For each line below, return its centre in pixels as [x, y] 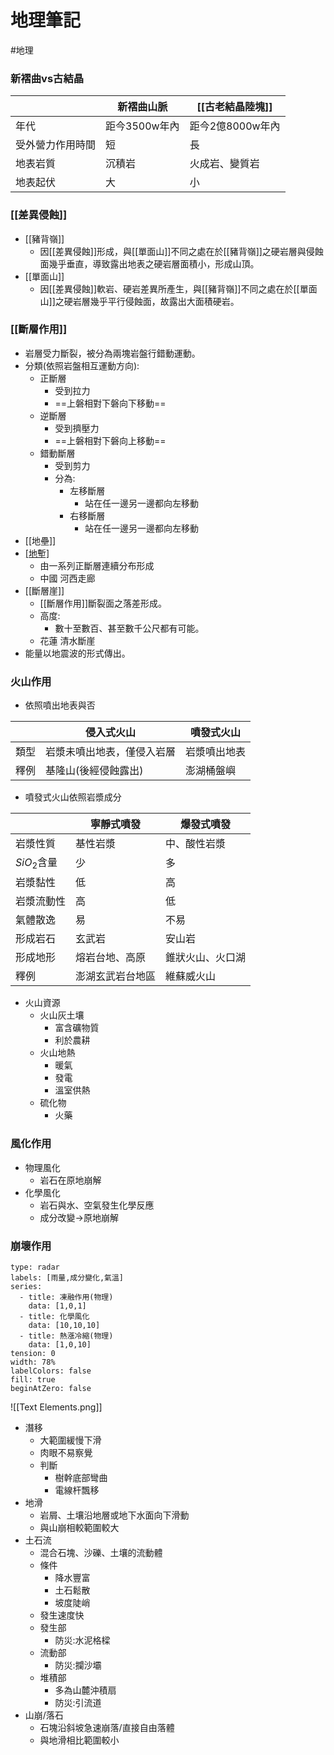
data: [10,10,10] [64, 1325]
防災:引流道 [78, 1702]
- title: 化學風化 [54, 1316]
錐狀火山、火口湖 [206, 958]
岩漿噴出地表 [216, 752]
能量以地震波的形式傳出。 [77, 653]
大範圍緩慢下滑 [70, 1440]
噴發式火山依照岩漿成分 [73, 797]
